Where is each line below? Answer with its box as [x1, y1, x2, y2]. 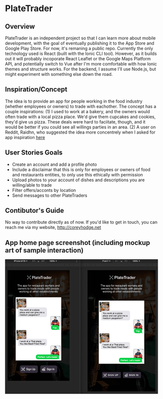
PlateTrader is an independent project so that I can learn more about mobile [5, 35, 156, 41]
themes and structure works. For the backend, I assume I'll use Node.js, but [5, 66, 156, 72]
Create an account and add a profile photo [12, 161, 97, 167]
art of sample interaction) [5, 246, 84, 254]
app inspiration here [5, 134, 45, 140]
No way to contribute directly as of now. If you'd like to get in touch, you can [5, 219, 158, 225]
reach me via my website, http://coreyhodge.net [5, 225, 101, 230]
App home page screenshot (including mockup [5, 239, 150, 247]
